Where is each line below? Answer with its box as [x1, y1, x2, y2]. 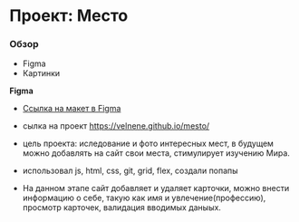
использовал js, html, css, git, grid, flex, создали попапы [22, 165, 238, 177]
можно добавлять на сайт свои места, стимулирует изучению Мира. [22, 148, 290, 159]
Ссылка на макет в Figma [22, 103, 121, 114]
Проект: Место [9, 5, 129, 26]
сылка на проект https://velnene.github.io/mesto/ [22, 121, 210, 131]
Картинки [22, 68, 61, 79]
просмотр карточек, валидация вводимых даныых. [22, 202, 222, 213]
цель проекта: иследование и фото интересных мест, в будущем [22, 138, 275, 150]
